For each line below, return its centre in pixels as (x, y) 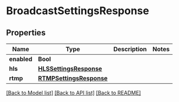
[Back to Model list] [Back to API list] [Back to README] (74, 93)
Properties (26, 33)
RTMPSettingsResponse (73, 78)
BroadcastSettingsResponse (78, 11)
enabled (21, 59)
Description (130, 49)
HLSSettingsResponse (70, 69)
